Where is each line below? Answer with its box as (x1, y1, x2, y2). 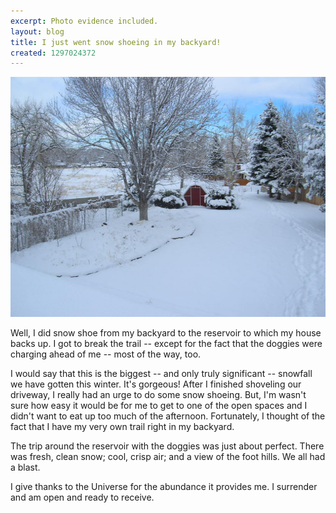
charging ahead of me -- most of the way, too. (10, 348, 202, 360)
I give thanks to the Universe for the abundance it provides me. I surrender (10, 481, 318, 493)
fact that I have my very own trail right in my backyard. (10, 421, 235, 433)
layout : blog (10, 26, 65, 37)
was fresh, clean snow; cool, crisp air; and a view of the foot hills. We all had (10, 451, 326, 463)
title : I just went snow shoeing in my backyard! (10, 37, 222, 47)
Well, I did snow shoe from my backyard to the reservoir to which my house (10, 327, 322, 339)
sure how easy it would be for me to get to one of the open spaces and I (10, 400, 308, 412)
